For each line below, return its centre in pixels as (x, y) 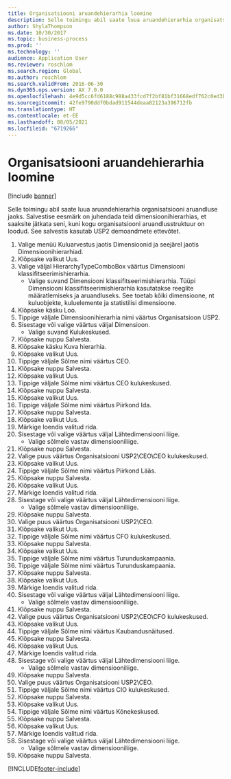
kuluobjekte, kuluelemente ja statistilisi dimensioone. (102, 303)
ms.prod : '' (25, 45)
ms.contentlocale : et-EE (43, 115)
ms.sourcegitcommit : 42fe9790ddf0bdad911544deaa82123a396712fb (100, 103)
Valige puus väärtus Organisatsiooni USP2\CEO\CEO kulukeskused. (113, 456)
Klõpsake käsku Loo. (47, 311)
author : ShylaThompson (40, 26)
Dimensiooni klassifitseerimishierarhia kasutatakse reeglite (111, 289)
